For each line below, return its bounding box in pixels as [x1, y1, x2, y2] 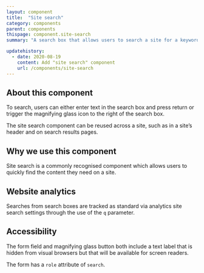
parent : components [6, 26, 56, 32]
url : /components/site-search [17, 65, 94, 71]
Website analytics [6, 186, 76, 196]
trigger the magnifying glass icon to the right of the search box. [6, 110, 165, 117]
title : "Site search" [6, 15, 64, 21]
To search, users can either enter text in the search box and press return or [6, 104, 194, 111]
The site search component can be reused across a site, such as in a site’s [6, 122, 192, 130]
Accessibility [6, 226, 57, 237]
